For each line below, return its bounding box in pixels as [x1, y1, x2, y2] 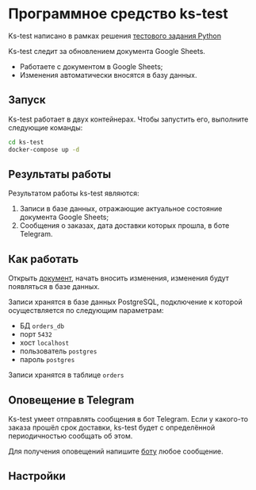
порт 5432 [19, 330, 53, 339]
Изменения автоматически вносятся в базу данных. [19, 70, 197, 79]
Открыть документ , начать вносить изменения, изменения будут [8, 273, 230, 283]
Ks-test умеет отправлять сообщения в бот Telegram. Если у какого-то [8, 414, 248, 423]
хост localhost [19, 338, 70, 348]
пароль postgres [19, 355, 75, 365]
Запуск [8, 93, 46, 107]
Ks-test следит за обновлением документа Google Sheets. [8, 46, 206, 56]
